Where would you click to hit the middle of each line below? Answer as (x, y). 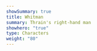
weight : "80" (22, 39)
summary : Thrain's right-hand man (49, 22)
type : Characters (28, 33)
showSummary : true (29, 11)
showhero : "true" (28, 28)
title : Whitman (25, 17)
